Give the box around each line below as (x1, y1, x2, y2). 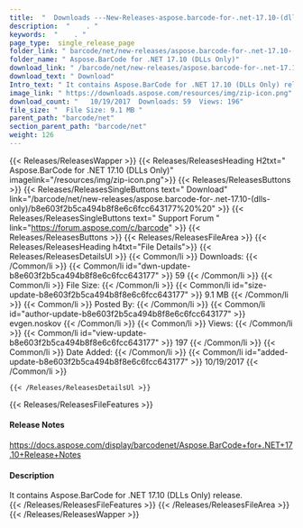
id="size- (232, 279, 268, 290)
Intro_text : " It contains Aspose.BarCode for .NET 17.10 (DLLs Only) (9, 80, 280, 89)
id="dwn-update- (125, 260, 191, 271)
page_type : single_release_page (9, 38, 135, 48)
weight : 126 (9, 131, 54, 140)
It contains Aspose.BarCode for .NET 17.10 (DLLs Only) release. (9, 490, 243, 501)
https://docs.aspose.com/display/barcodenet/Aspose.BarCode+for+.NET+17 (9, 440, 293, 451)
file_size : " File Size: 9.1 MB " (9, 105, 143, 114)
